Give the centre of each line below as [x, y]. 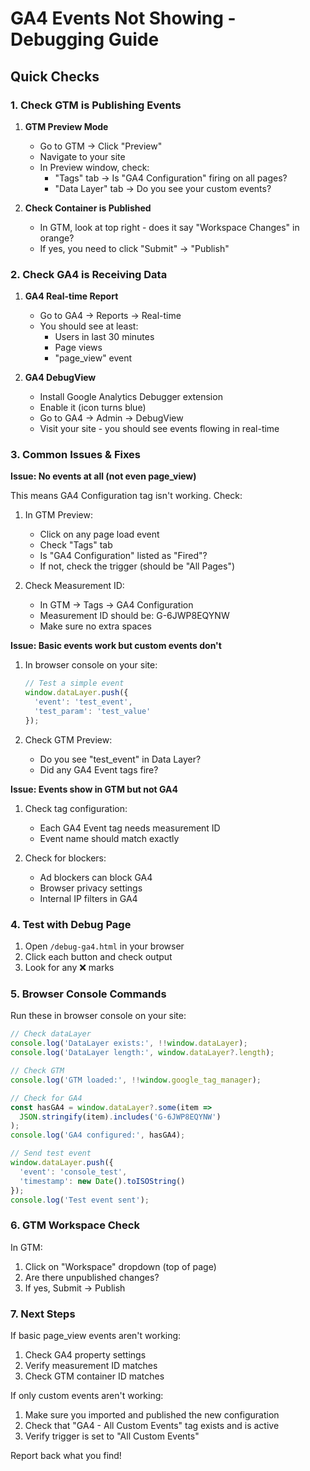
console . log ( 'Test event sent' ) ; [80, 1200]
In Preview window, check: [94, 167]
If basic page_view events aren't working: [96, 1336]
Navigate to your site [82, 156]
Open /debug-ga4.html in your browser [104, 946]
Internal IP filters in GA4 [88, 898]
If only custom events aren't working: [87, 1396]
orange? [57, 238]
